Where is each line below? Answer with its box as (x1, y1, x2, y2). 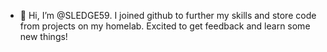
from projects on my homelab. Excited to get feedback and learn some (19, 20, 311, 32)
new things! (19, 31, 68, 42)
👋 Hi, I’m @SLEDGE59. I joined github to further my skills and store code (19, 10, 317, 21)
